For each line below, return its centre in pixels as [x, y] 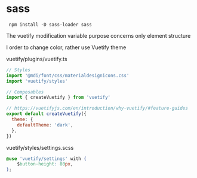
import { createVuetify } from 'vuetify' [59, 98]
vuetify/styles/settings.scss [40, 147]
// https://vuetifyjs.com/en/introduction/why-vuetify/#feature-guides [97, 108]
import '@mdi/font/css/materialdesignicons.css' [68, 76]
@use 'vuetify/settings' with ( [46, 159]
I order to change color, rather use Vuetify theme [66, 47]
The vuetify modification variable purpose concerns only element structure [98, 35]
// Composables [25, 92]
